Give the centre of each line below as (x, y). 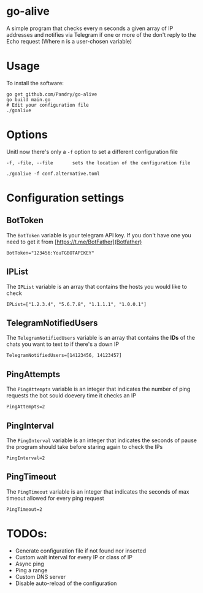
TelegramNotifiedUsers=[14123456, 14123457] (64, 356)
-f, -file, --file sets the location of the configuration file (98, 163)
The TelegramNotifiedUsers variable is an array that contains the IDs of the (101, 338)
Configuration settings (65, 198)
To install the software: (35, 83)
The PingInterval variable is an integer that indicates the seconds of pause (102, 440)
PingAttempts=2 (26, 407)
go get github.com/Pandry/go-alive (52, 94)
